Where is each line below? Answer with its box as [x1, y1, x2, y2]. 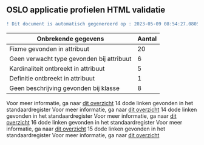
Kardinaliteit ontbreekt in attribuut [9, 64, 105, 72]
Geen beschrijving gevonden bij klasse [9, 84, 120, 92]
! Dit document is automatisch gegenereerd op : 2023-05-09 [6, 21, 162, 27]
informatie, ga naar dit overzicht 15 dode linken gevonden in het [6, 125, 166, 132]
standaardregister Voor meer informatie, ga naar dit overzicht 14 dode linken [6, 106, 197, 113]
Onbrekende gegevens [36, 34, 104, 43]
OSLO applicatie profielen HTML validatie [6, 5, 166, 15]
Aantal [137, 34, 157, 43]
